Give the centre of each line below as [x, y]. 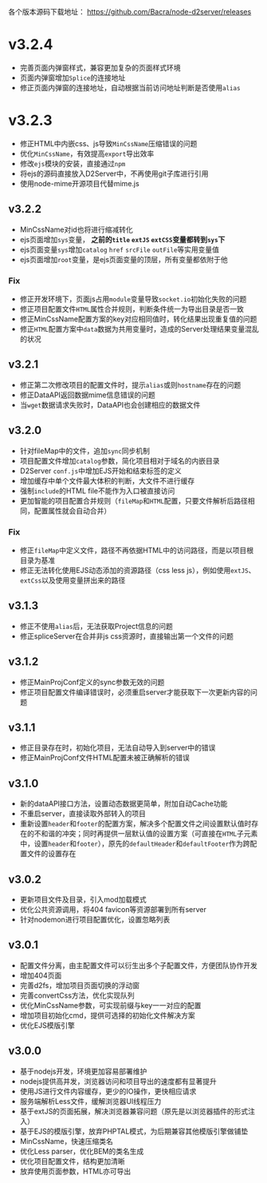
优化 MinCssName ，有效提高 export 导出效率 [87, 153]
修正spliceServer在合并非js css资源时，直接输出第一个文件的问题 [126, 636]
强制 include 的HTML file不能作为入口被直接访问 [97, 491]
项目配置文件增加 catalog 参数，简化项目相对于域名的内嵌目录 [120, 460]
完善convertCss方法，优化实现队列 [77, 995]
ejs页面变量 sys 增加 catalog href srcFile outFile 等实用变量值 [120, 249]
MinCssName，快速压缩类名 [66, 1141]
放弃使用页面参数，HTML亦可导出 [75, 1171]
